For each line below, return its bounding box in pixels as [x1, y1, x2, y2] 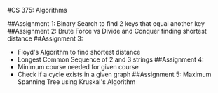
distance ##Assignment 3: [7, 34, 83, 43]
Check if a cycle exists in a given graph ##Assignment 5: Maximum [17, 70, 212, 78]
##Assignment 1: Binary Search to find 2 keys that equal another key [7, 20, 205, 27]
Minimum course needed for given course [17, 63, 139, 71]
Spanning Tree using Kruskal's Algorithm [17, 78, 136, 86]
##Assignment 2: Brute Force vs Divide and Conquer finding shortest [7, 27, 207, 35]
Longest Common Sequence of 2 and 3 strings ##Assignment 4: [17, 55, 205, 64]
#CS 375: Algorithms [7, 6, 68, 14]
